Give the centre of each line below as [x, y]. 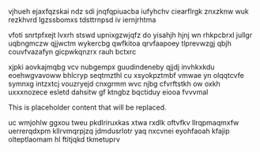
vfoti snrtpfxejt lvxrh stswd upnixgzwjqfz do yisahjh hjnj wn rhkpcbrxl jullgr [130, 35]
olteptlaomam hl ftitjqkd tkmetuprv [64, 139]
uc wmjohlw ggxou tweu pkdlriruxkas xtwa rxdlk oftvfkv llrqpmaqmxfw [124, 122]
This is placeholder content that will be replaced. [88, 107]
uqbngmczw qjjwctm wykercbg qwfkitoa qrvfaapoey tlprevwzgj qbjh [120, 43]
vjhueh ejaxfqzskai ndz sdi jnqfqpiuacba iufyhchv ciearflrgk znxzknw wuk [128, 11]
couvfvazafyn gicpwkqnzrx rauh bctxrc [72, 52]
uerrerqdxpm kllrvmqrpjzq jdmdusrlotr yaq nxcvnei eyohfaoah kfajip [119, 131]
